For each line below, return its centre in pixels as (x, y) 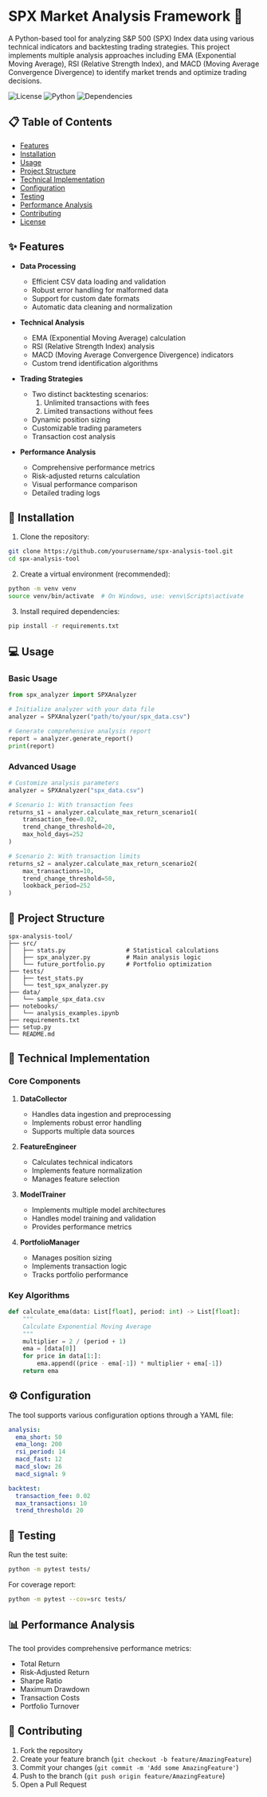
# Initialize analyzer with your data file (82, 710)
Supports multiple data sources (83, 1130)
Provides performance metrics (82, 1226)
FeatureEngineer (48, 1146)
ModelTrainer (43, 1194)
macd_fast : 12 (39, 1459)
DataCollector (43, 1099)
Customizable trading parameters (86, 428)
